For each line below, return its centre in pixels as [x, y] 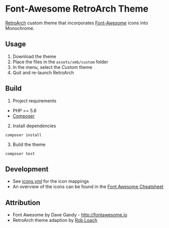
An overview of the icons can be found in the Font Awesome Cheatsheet [88, 187]
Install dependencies [34, 126]
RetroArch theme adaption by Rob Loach [55, 220]
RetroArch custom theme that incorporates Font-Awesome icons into [77, 23]
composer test [20, 154]
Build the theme [29, 144]
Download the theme [34, 56]
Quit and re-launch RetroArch [43, 72]
